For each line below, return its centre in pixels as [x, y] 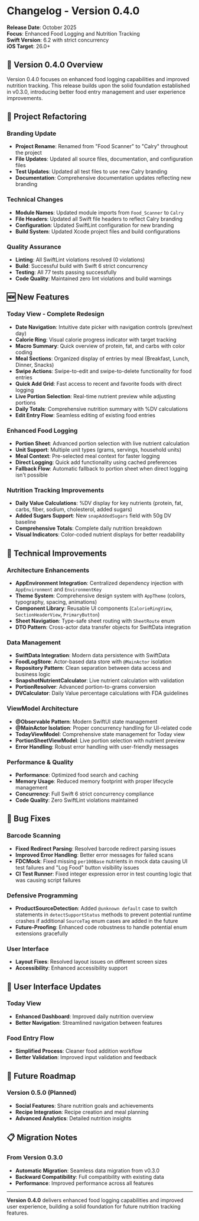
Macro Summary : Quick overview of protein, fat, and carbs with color [100, 346]
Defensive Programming [43, 895]
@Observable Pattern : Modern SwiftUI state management [86, 721]
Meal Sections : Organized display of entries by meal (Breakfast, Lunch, [102, 358]
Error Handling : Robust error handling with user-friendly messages [97, 747]
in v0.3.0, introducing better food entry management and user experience [96, 92]
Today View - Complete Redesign [56, 314]
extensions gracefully [42, 933]
